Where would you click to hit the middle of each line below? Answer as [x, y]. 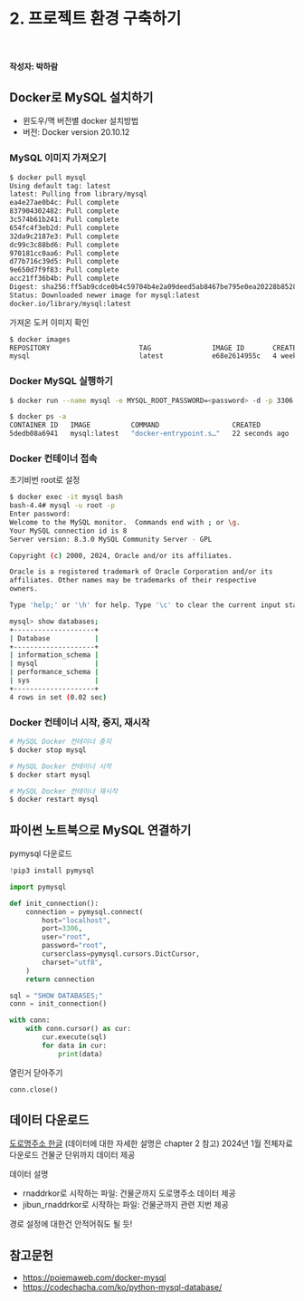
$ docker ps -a [38, 417]
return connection [60, 979]
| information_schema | [54, 655]
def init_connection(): [54, 903]
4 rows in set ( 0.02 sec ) [58, 697]
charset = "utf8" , [72, 962]
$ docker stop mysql [48, 750]
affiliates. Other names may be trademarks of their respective [133, 581]
